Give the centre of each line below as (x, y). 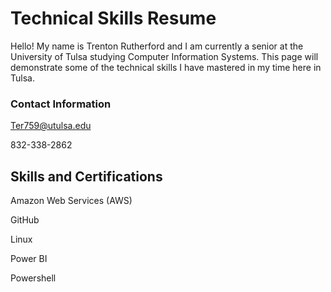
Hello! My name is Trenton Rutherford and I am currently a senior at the (157, 46)
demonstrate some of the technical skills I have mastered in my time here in (166, 67)
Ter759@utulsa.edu (51, 126)
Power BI (29, 259)
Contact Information (61, 104)
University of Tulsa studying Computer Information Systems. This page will (164, 56)
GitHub (25, 220)
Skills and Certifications (86, 176)
